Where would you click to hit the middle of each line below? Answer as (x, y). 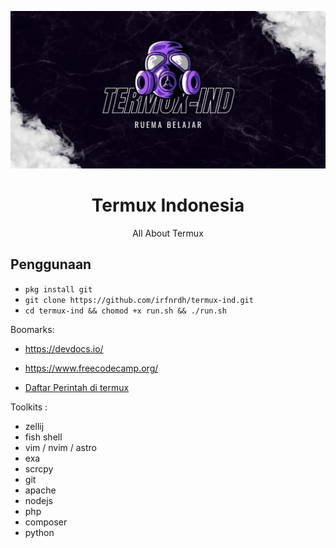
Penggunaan (51, 264)
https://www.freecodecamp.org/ (91, 368)
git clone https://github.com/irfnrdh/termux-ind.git (139, 300)
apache (40, 490)
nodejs (38, 500)
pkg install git (58, 289)
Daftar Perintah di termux (77, 387)
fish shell (43, 437)
